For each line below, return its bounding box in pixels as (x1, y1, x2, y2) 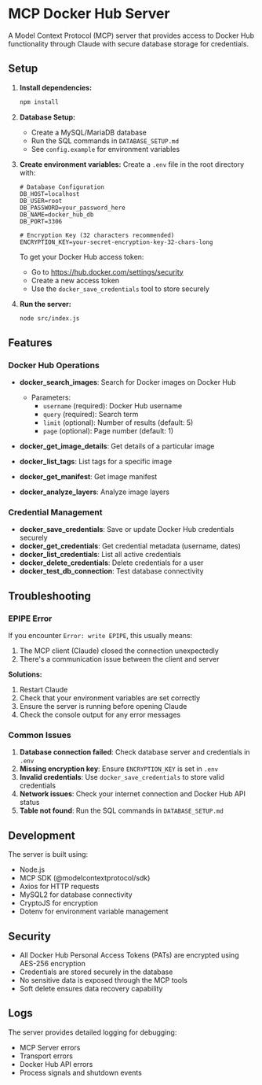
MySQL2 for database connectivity (19, 890, 133, 899)
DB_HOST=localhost (19, 190, 80, 197)
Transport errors (19, 1051, 73, 1061)
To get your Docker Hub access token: (19, 252, 144, 261)
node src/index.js (19, 314, 80, 323)
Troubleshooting (8, 589, 92, 603)
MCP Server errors (19, 1043, 81, 1052)
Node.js (19, 865, 45, 874)
